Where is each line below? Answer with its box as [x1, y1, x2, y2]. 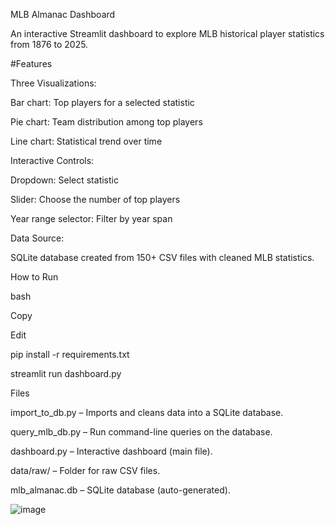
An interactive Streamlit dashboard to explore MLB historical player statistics [10, 28, 325, 39]
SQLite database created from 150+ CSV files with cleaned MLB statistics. [10, 252, 315, 263]
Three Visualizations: [10, 77, 97, 89]
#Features [10, 58, 53, 69]
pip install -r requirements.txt [10, 349, 130, 360]
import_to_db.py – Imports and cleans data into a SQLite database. [10, 407, 284, 418]
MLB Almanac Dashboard [10, 9, 116, 20]
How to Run [10, 271, 59, 283]
